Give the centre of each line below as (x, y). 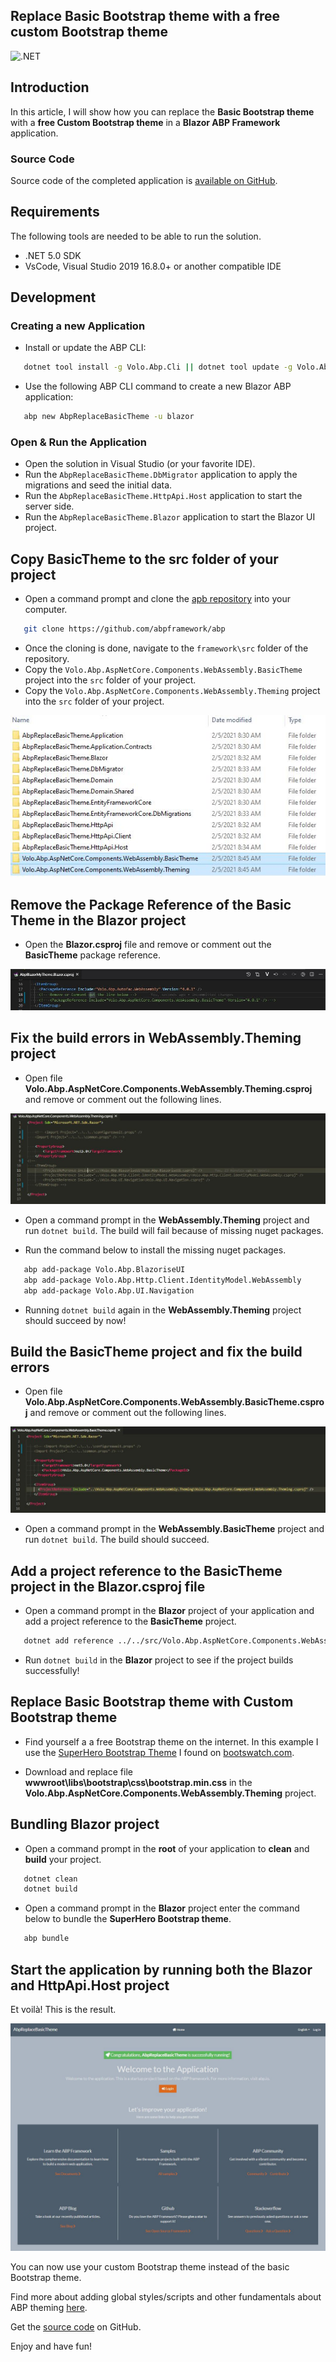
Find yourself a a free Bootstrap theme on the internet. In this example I (171, 1741)
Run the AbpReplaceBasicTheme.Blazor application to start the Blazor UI (170, 517)
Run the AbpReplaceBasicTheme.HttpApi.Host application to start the (163, 496)
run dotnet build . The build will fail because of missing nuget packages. (174, 1230)
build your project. (63, 1859)
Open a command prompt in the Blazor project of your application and (169, 1611)
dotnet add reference (68, 1641)
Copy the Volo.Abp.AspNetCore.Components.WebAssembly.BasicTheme (163, 670)
